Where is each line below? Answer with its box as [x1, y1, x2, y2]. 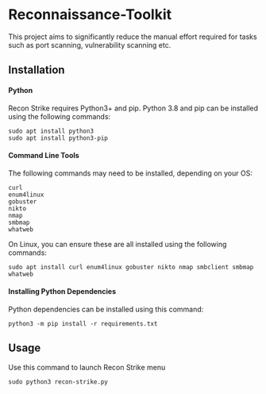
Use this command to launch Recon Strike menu [8, 362, 166, 372]
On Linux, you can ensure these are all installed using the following [8, 239, 227, 249]
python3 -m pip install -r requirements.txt [8, 319, 158, 327]
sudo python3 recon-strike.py [8, 377, 109, 386]
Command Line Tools [8, 151, 79, 160]
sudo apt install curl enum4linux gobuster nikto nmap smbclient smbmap [8, 263, 254, 271]
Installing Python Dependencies [8, 287, 117, 296]
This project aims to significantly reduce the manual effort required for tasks [8, 32, 257, 41]
